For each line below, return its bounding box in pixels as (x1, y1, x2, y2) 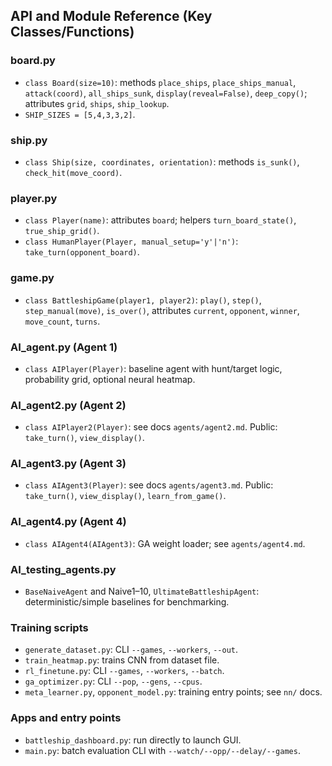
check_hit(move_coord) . (24, 166, 123, 178)
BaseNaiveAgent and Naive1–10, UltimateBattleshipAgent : (24, 585, 260, 598)
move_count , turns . (24, 315, 101, 327)
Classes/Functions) (10, 24, 135, 41)
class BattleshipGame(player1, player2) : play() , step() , (24, 294, 262, 306)
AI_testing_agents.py (10, 562, 117, 576)
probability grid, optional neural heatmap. (24, 373, 196, 385)
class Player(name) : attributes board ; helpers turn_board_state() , (24, 214, 297, 226)
